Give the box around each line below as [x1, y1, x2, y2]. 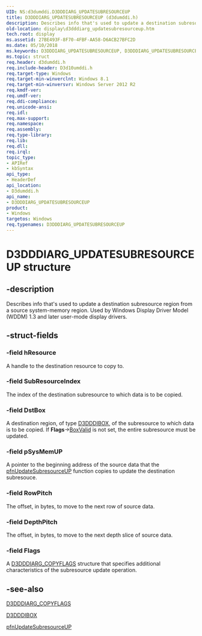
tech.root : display [6, 31, 55, 37]
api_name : [6, 193, 31, 199]
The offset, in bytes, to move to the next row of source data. [6, 502, 155, 510]
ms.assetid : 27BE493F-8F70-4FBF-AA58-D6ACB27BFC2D [6, 37, 136, 43]
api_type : [6, 171, 31, 178]
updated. [6, 432, 29, 440]
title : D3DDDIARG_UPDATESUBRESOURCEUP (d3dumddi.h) [6, 14, 138, 20]
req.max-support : [6, 115, 50, 121]
